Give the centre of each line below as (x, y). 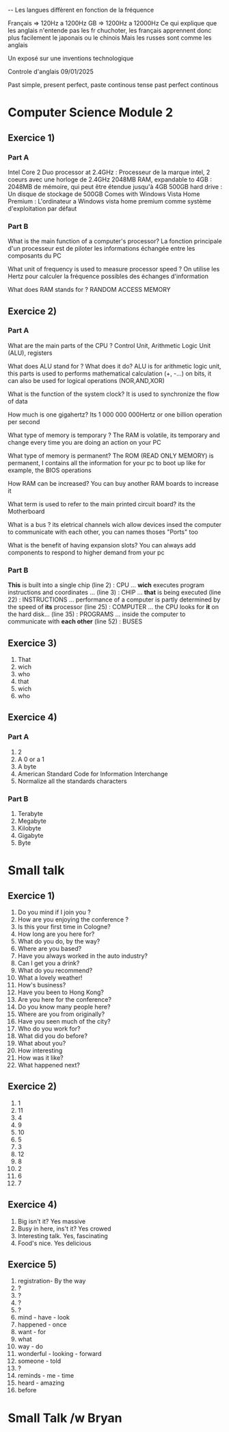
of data (18, 401)
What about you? (42, 1043)
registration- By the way (52, 1281)
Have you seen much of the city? (64, 1021)
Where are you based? (50, 948)
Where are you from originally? (61, 1014)
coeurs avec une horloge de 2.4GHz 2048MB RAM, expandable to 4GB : (110, 179)
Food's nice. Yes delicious (54, 1243)
